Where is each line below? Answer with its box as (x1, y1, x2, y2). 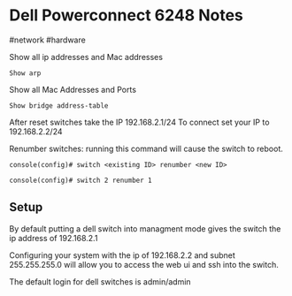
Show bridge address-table (9, 101, 109, 110)
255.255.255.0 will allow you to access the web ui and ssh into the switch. (9, 259, 279, 269)
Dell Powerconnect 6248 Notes (9, 5, 243, 26)
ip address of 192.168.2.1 (9, 232, 98, 243)
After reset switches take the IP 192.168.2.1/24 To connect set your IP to (9, 117, 270, 127)
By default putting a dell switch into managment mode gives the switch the (9, 223, 281, 234)
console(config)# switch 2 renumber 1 (9, 176, 152, 185)
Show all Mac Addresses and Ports (9, 84, 137, 95)
